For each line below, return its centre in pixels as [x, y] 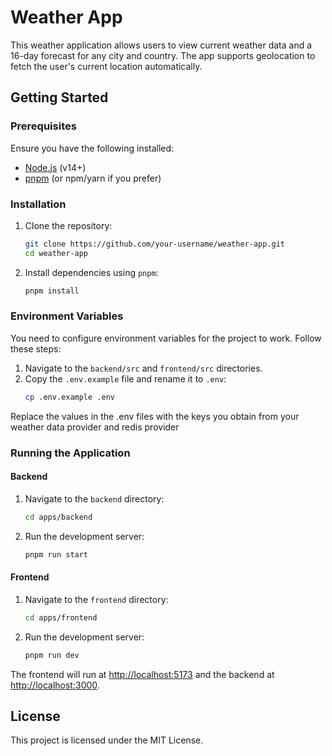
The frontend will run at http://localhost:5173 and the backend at [142, 674]
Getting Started [59, 97]
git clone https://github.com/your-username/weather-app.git [155, 244]
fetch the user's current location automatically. [106, 66]
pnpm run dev [52, 655]
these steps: [36, 348]
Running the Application [70, 453]
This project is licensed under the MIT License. [107, 740]
